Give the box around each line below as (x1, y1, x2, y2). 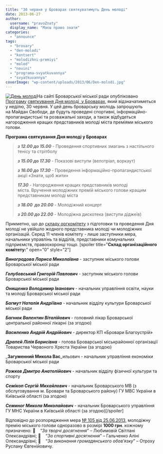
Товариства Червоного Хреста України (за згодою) (5, 344, 112, 350)
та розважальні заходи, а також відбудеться (43, 114, 136, 120)
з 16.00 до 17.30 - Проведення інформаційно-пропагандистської (17, 167, 152, 173)
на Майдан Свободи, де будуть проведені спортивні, (5, 108, 116, 115)
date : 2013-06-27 (5, 12, 41, 17)
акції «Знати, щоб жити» (17, 172, 69, 178)
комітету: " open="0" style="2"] (5, 247, 71, 252)
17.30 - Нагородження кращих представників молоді (17, 182, 128, 188)
